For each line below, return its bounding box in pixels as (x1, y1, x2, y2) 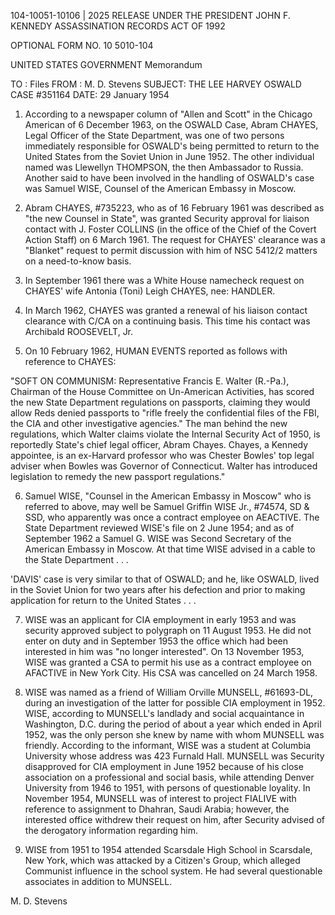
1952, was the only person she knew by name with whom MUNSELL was (24, 729, 325, 740)
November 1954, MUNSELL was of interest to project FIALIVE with (24, 793, 297, 804)
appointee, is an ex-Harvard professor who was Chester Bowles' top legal (10, 450, 315, 461)
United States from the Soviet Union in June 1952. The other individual (24, 151, 315, 162)
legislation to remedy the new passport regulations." (10, 471, 226, 482)
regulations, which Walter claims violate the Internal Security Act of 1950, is (10, 428, 321, 440)
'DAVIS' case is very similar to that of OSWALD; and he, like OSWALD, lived (10, 573, 320, 585)
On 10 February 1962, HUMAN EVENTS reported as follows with (24, 345, 288, 357)
